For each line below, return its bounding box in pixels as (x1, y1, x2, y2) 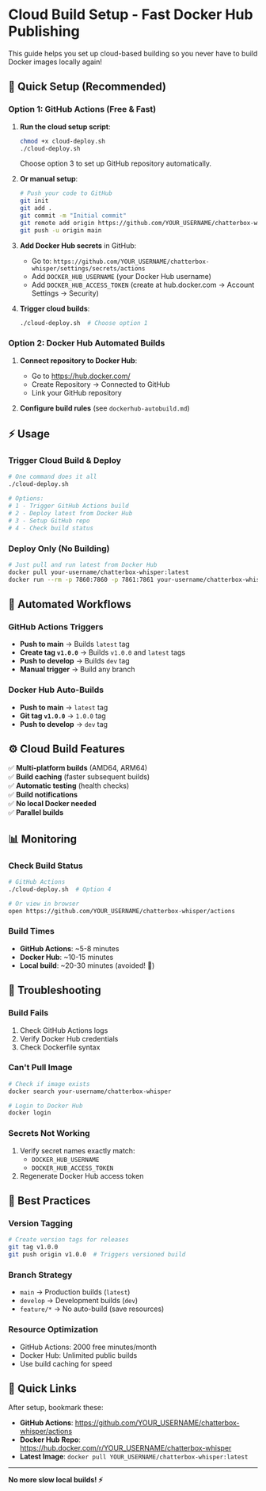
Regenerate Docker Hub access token (19, 1171, 144, 1180)
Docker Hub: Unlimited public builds (19, 1350, 138, 1360)
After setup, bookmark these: (8, 1403, 104, 1413)
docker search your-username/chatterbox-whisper (8, 1088, 172, 1095)
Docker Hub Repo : (19, 1435, 82, 1444)
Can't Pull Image (8, 1062, 73, 1073)
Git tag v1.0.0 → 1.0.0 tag (19, 711, 107, 721)
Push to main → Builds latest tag (19, 640, 131, 649)
